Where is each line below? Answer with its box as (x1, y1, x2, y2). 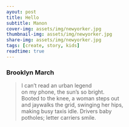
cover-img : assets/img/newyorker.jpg (6, 25, 102, 32)
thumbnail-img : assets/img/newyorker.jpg (6, 31, 113, 37)
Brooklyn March (6, 68, 55, 76)
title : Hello (6, 15, 39, 21)
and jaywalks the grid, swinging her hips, (21, 101, 124, 109)
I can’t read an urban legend (21, 82, 92, 90)
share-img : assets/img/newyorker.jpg (6, 37, 102, 43)
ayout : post (6, 8, 36, 15)
